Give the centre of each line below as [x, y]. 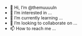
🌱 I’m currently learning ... [36, 18]
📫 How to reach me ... [33, 28]
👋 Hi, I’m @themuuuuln [33, 8]
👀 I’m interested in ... [31, 13]
